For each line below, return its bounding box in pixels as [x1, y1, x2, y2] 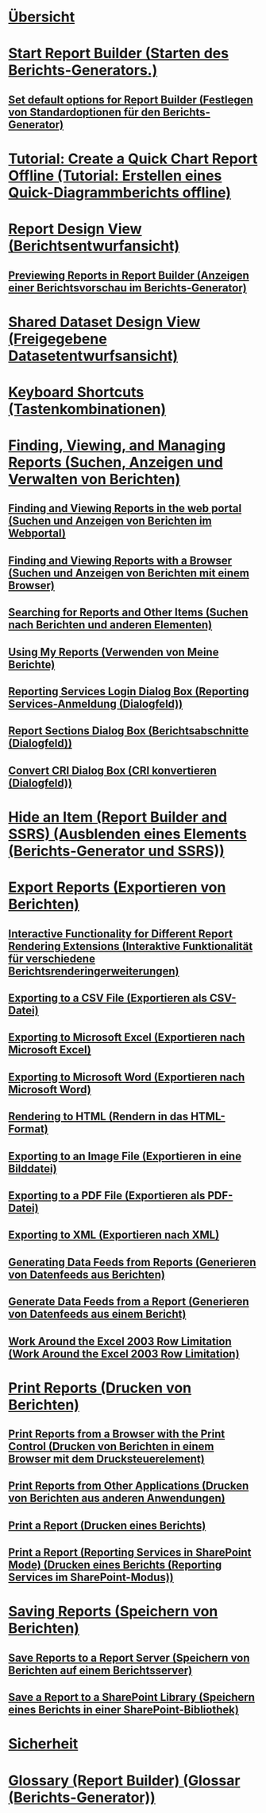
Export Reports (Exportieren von [8, 878, 226, 897]
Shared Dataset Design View [8, 313, 201, 330]
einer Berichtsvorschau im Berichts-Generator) [8, 281, 248, 295]
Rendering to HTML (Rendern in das [8, 1110, 189, 1123]
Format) [8, 1123, 49, 1136]
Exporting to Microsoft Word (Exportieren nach [8, 1070, 245, 1084]
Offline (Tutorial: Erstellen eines [8, 166, 222, 185]
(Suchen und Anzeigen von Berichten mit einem [8, 566, 250, 580]
